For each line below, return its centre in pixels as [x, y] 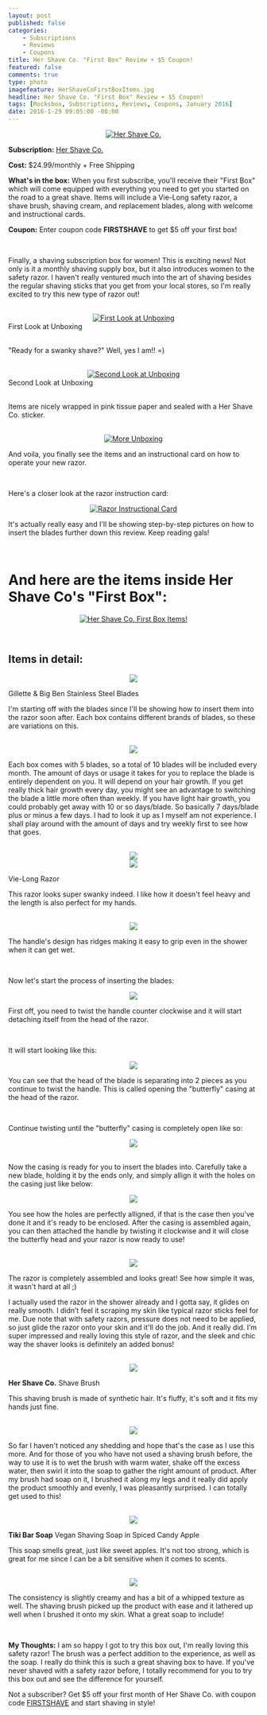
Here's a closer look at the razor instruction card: [89, 493]
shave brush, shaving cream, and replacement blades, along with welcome [131, 206]
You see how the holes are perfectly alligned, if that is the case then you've [131, 1214]
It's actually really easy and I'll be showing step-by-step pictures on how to [131, 524]
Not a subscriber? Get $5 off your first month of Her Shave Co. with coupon [132, 1694]
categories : [28, 30]
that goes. [25, 832]
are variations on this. [44, 726]
